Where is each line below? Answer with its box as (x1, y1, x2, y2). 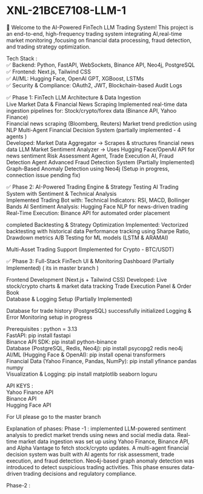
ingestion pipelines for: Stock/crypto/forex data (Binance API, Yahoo (6, 107, 177, 114)
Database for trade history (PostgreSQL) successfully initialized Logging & (6, 307, 192, 314)
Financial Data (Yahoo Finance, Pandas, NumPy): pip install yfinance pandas (6, 357, 197, 364)
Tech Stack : (6, 55, 38, 62)
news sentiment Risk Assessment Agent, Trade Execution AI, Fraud (6, 152, 174, 159)
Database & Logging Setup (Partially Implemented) (6, 295, 133, 302)
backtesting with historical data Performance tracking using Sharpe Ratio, (6, 227, 191, 235)
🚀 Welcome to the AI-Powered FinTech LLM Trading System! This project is (6, 24, 194, 31)
